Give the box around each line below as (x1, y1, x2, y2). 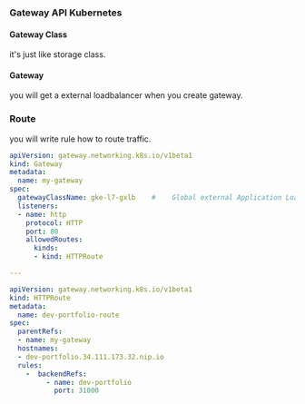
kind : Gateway (9, 159, 64, 169)
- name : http (17, 210, 67, 219)
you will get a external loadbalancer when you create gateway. (9, 90, 243, 101)
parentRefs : (17, 327, 64, 337)
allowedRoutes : (25, 235, 84, 244)
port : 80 (25, 227, 59, 236)
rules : (17, 360, 43, 370)
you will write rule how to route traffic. (9, 133, 152, 144)
